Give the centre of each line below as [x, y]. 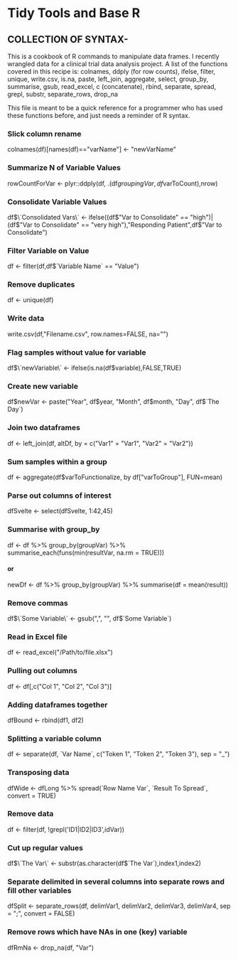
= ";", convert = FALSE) [41, 914]
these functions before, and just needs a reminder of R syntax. [99, 116]
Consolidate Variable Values [57, 202]
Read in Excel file [37, 636]
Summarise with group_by [54, 530]
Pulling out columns [43, 671]
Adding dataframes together [58, 704]
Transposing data [38, 773]
